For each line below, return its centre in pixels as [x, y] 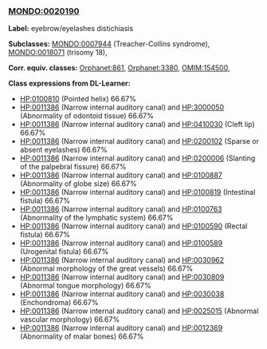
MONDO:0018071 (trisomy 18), [58, 53]
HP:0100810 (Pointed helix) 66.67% [78, 99]
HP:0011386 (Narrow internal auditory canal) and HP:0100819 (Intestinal [137, 192]
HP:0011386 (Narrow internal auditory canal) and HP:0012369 [121, 328]
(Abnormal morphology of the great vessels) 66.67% [106, 268]
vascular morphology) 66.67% [70, 319]
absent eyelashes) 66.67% [63, 150]
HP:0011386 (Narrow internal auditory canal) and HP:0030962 [122, 260]
